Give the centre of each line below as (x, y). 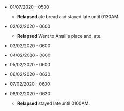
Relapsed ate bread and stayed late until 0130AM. (68, 17)
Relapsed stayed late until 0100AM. (54, 103)
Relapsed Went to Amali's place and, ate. (59, 36)
